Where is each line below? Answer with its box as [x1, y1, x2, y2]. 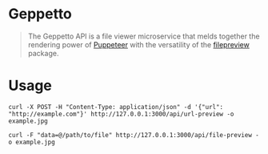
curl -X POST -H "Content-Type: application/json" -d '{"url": [8, 103, 224, 111]
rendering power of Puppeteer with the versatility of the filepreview [27, 39, 250, 49]
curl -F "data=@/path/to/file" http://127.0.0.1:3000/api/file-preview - [8, 131, 260, 139]
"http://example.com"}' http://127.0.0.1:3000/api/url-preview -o [8, 110, 234, 118]
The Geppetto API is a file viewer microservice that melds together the [27, 31, 260, 41]
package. [27, 48, 59, 58]
